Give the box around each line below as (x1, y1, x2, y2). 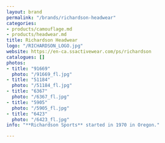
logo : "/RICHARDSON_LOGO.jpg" (6, 43, 84, 49)
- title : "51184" (6, 77, 51, 83)
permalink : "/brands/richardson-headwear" (6, 15, 116, 21)
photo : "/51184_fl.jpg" (12, 83, 72, 89)
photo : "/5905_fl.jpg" (12, 105, 70, 111)
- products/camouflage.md (6, 26, 72, 32)
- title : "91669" (6, 65, 51, 72)
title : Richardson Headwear (6, 37, 78, 43)
